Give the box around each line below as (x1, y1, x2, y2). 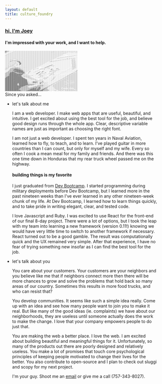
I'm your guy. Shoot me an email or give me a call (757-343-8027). (12, 373, 145, 379)
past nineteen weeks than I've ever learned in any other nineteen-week (12, 193, 154, 199)
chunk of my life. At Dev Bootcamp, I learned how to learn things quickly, (12, 198, 157, 204)
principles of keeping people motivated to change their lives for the (12, 353, 146, 359)
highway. (12, 161, 30, 167)
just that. (12, 323, 30, 329)
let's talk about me (12, 100, 49, 107)
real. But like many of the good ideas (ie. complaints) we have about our (12, 308, 156, 314)
